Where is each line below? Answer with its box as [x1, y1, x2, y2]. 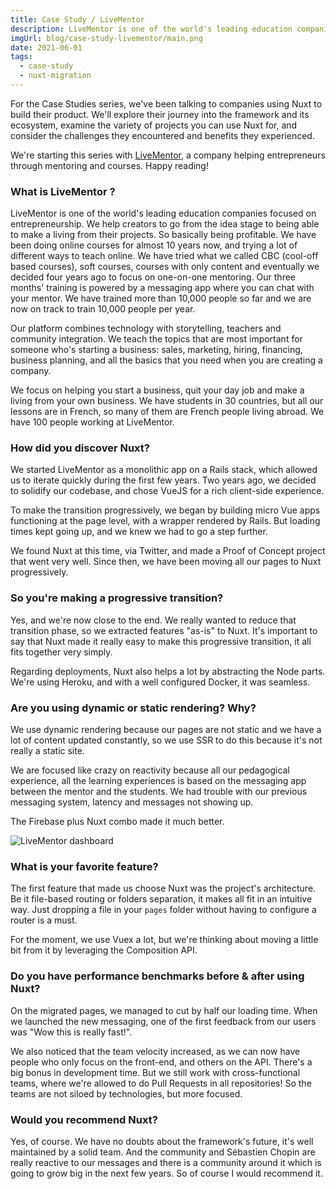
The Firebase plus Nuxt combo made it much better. [10, 816, 225, 828]
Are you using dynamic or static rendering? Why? [10, 701, 257, 715]
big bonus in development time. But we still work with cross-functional [10, 1066, 301, 1078]
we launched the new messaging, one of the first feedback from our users [10, 1015, 317, 1027]
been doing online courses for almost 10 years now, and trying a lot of [10, 239, 298, 251]
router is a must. [10, 914, 78, 926]
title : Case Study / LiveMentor [10, 14, 145, 25]
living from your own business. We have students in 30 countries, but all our [10, 395, 324, 407]
